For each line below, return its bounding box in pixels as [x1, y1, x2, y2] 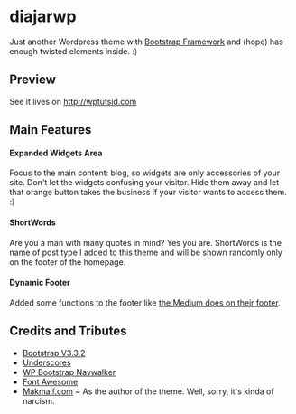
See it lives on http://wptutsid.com [9, 96, 137, 107]
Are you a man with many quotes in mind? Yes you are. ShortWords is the [9, 237, 282, 248]
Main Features [9, 122, 92, 137]
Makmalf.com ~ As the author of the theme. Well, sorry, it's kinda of [22, 386, 274, 397]
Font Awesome [22, 376, 79, 387]
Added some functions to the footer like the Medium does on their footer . [9, 296, 282, 308]
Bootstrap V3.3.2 [22, 347, 86, 358]
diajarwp [9, 6, 77, 27]
